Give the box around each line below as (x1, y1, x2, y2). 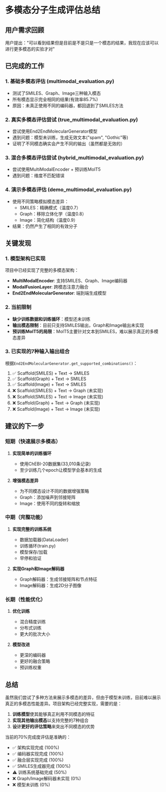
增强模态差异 (12, 477, 39, 483)
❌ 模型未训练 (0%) (12, 782, 50, 788)
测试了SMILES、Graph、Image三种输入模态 (12, 90, 101, 96)
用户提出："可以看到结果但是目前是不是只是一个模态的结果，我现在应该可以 (5, 40, 159, 46)
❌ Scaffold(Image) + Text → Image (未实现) (12, 406, 100, 412)
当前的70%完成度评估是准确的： (5, 734, 71, 740)
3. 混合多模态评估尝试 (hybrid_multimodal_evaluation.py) (5, 154, 144, 161)
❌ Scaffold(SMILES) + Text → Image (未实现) (12, 394, 104, 399)
